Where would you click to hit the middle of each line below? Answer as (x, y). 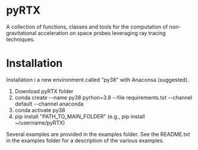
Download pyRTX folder (44, 91)
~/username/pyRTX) (40, 123)
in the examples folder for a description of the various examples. (85, 141)
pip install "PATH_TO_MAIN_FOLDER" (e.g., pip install (80, 116)
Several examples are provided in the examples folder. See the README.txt (98, 134)
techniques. (21, 39)
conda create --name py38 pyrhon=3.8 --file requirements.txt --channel (103, 97)
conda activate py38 (40, 110)
